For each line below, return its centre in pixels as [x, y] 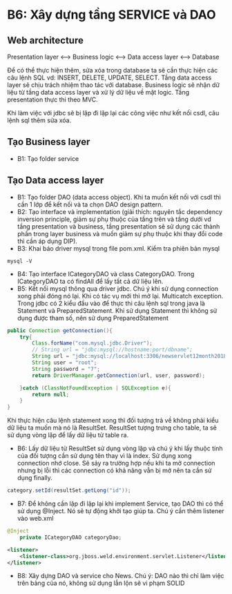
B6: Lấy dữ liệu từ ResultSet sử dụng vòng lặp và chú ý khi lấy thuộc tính [120, 448]
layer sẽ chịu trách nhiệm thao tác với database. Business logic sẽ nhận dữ [113, 85]
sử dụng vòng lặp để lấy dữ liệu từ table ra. [68, 435]
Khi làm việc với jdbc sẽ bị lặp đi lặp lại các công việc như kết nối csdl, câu [113, 113]
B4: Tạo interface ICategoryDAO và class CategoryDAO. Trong [106, 274]
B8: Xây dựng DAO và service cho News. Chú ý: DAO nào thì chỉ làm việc [120, 576]
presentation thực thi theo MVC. [52, 99]
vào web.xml [35, 518]
